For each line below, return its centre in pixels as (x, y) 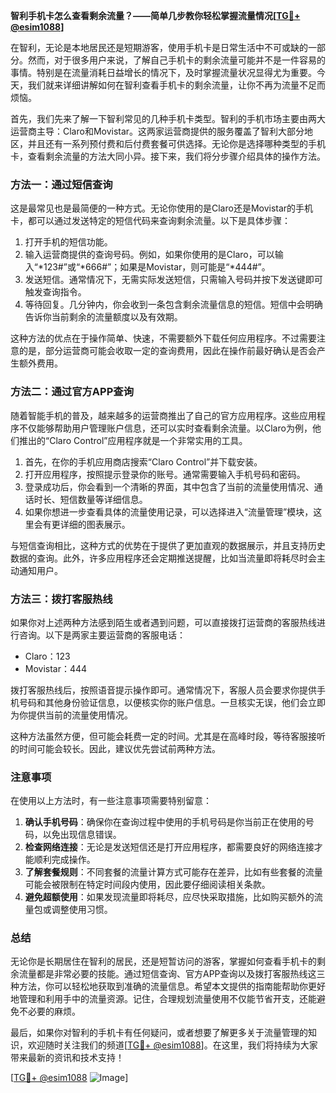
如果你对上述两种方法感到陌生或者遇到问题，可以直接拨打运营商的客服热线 (163, 622)
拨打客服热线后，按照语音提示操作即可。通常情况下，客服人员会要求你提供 (163, 690)
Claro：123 (47, 656)
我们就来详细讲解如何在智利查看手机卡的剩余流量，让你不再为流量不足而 (176, 85)
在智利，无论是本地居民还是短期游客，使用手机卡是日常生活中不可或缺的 (159, 47)
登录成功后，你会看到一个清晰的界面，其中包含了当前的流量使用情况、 (169, 486)
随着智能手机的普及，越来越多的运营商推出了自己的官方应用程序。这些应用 (163, 415)
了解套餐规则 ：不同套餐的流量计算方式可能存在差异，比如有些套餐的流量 (173, 872)
